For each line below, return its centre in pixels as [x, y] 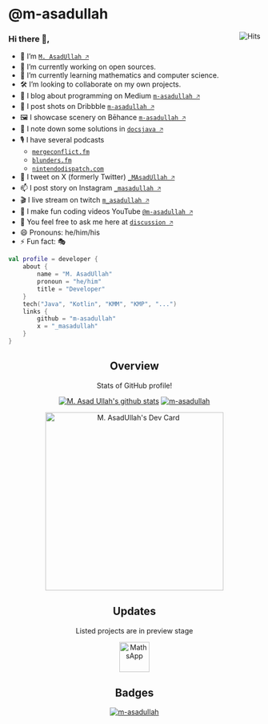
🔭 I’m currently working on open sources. [88, 67]
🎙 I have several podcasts [62, 140]
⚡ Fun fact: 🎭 [43, 242]
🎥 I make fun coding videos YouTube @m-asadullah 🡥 [106, 211]
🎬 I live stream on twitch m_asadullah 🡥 [84, 200]
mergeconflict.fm [61, 152]
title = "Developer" [71, 289]
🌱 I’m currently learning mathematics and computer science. [119, 75]
